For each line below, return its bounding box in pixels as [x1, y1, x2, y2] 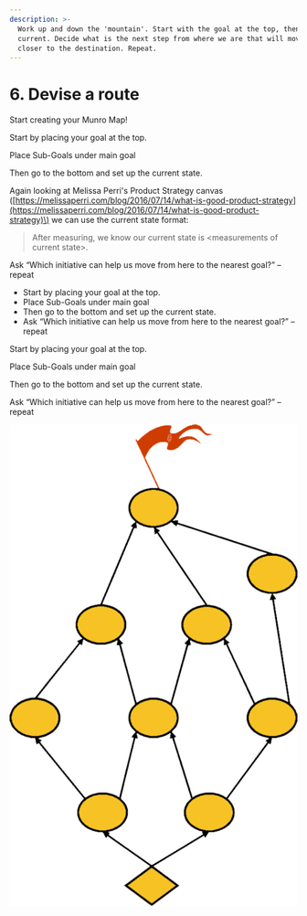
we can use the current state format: [51, 215, 189, 226]
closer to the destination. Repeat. [17, 44, 157, 53]
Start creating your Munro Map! [9, 114, 128, 125]
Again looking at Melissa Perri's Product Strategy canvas [9, 186, 224, 197]
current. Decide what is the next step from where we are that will [17, 34, 284, 43]
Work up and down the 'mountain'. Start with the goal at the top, [17, 24, 281, 34]
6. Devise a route [9, 84, 140, 105]
